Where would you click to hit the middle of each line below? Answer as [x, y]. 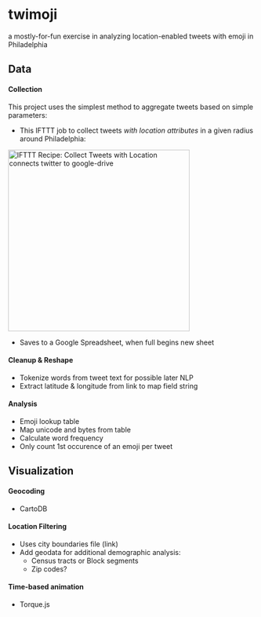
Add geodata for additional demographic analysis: [100, 552]
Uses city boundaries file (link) [69, 544]
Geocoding [27, 491]
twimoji [33, 15]
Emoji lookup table [49, 421]
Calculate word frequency [61, 438]
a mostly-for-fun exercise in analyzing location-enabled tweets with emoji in [131, 36]
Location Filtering [37, 527]
